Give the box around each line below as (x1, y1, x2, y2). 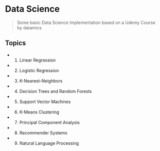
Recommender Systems (19, 129, 68, 135)
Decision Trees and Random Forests (19, 88, 92, 94)
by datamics (17, 24, 42, 30)
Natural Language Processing (19, 140, 79, 146)
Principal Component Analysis (19, 119, 80, 125)
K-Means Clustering (19, 109, 59, 115)
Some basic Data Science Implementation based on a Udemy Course (17, 20, 156, 25)
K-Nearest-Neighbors (19, 78, 63, 84)
